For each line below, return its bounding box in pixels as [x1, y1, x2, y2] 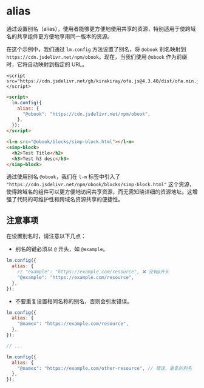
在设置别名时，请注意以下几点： [6, 232, 86, 240]
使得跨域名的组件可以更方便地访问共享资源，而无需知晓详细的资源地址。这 [6, 188, 192, 195]
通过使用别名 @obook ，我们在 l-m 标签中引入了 [6, 173, 121, 180]
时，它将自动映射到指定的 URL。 [6, 61, 88, 68]
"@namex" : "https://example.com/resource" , [17, 321, 129, 327]
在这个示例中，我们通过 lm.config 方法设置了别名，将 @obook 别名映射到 [6, 45, 186, 53]
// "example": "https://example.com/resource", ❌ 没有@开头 [17, 269, 169, 275]
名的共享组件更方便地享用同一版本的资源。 [6, 32, 113, 40]
